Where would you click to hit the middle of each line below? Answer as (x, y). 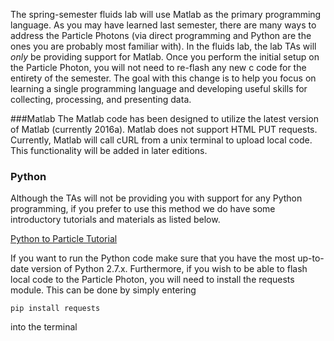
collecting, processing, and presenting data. (101, 99)
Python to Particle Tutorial (64, 239)
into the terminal (44, 327)
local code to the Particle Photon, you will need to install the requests (152, 280)
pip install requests (55, 309)
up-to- (311, 258)
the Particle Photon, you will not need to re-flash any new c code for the (158, 67)
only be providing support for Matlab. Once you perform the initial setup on (165, 57)
